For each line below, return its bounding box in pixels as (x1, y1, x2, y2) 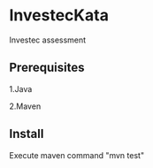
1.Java (9, 83, 33, 94)
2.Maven (9, 101, 42, 111)
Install (9, 126, 44, 141)
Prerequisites (9, 60, 85, 75)
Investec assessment (9, 34, 87, 45)
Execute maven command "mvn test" (9, 149, 144, 160)
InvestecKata (9, 5, 109, 26)
